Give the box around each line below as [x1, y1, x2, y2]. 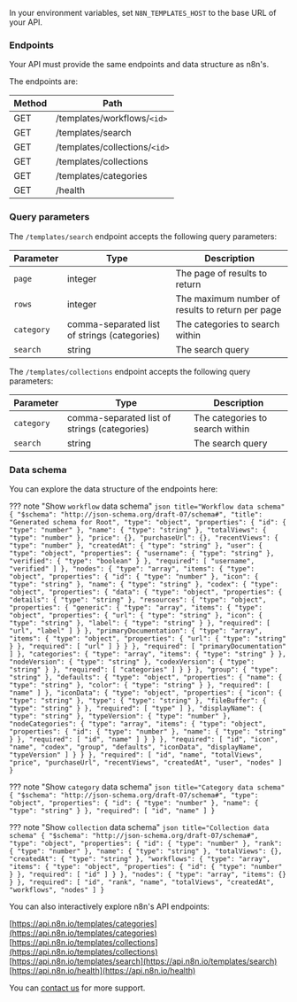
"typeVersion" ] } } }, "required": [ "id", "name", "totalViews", [9, 750, 263, 759]
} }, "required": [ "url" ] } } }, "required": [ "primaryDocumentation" [9, 641, 287, 650]
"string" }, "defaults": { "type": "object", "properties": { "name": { [9, 672, 283, 681]
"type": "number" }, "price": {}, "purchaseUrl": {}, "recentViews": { [9, 533, 278, 542]
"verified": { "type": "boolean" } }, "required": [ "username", [9, 556, 255, 565]
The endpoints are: [9, 76, 78, 87]
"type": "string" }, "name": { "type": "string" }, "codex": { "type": [9, 579, 278, 588]
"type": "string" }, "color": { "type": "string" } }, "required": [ [9, 680, 271, 689]
